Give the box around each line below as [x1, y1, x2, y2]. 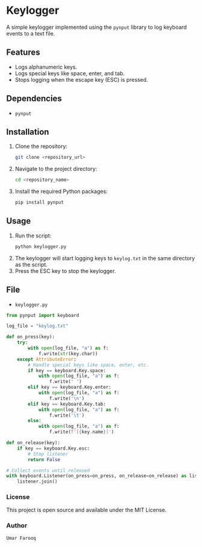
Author [6, 521, 28, 530]
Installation [6, 127, 49, 137]
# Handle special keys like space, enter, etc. [28, 362, 149, 368]
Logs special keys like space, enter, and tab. [14, 70, 125, 77]
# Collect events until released [6, 467, 90, 474]
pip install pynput [14, 200, 64, 206]
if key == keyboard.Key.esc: [17, 445, 90, 451]
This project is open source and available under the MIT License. [6, 506, 167, 514]
